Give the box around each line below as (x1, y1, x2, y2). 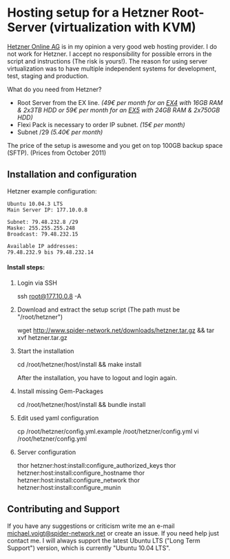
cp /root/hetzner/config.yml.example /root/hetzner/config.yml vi (17, 427, 200, 435)
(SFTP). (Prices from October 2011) (7, 149, 107, 157)
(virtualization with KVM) (49, 19, 196, 35)
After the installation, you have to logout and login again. (17, 373, 178, 381)
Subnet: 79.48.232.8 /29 (7, 218, 79, 225)
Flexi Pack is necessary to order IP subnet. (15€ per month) (17, 120, 186, 129)
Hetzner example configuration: (7, 187, 98, 195)
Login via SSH (17, 278, 57, 287)
